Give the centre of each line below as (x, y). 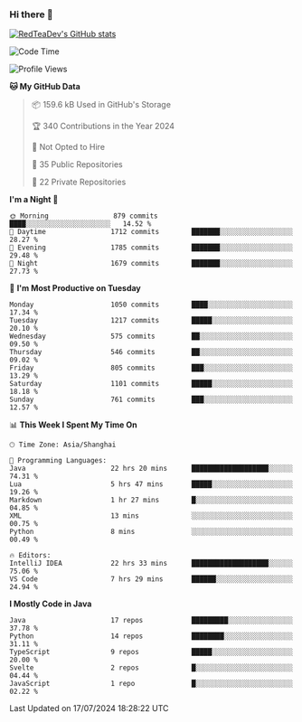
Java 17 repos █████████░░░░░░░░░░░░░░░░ (151, 621)
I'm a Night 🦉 (34, 200)
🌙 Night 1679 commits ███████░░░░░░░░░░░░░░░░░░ (151, 264)
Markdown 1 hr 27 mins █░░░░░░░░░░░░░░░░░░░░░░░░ (151, 501)
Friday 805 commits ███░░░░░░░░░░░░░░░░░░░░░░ (151, 368)
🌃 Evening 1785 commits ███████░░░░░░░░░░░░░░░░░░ (151, 248)
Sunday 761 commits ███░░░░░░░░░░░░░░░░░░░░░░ (151, 400)
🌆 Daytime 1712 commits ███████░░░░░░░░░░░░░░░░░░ (151, 232)
